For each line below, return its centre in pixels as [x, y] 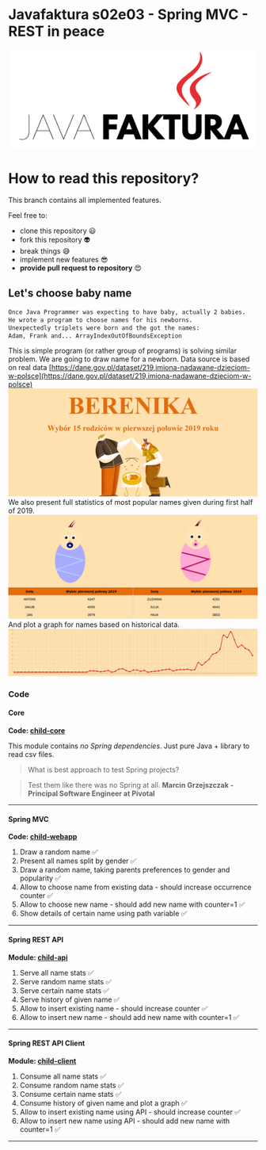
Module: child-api [38, 957]
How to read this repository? [104, 178]
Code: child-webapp [43, 837]
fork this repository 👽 [55, 240]
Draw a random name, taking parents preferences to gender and [125, 870]
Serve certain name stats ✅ [64, 990]
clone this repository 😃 [58, 231]
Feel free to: [28, 216]
